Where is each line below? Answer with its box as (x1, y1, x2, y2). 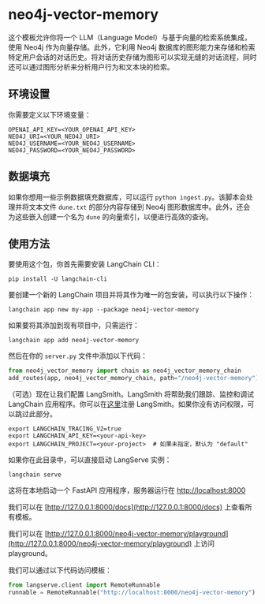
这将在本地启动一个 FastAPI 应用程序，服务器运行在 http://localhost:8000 (8, 486, 246, 495)
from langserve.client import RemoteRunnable (8, 581, 160, 589)
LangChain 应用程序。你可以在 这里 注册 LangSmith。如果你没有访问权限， (8, 400, 248, 409)
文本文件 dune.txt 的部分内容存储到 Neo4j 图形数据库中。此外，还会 (28, 202, 251, 211)
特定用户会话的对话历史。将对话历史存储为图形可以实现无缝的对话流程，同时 (8, 52, 257, 62)
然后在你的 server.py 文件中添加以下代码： (8, 351, 148, 360)
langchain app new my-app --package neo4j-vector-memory (8, 306, 200, 314)
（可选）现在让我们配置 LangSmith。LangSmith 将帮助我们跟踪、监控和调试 (8, 390, 255, 399)
